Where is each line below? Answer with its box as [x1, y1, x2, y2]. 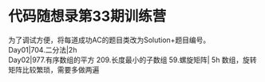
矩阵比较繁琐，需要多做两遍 [8, 64, 100, 74]
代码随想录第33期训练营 [8, 7, 167, 25]
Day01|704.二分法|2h [8, 45, 77, 54]
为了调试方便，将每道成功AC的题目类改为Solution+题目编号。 [8, 35, 211, 45]
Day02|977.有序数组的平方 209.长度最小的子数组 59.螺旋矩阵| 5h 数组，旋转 [8, 55, 257, 64]
